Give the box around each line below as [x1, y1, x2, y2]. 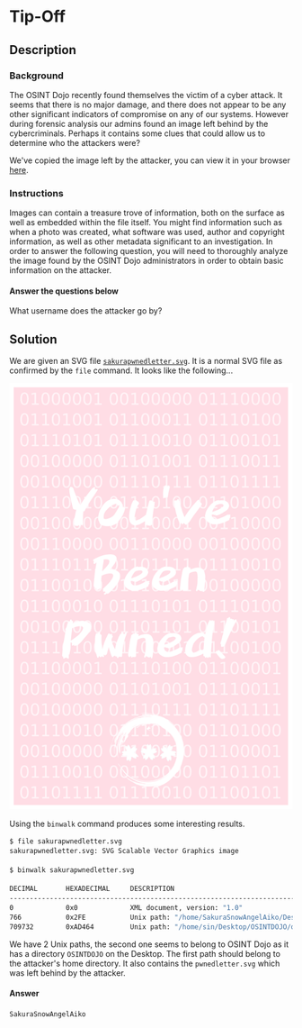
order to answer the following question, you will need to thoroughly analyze [9, 246, 289, 257]
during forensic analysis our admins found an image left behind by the [9, 118, 269, 129]
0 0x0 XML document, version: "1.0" [9, 904, 244, 913]
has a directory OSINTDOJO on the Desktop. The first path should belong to [9, 948, 281, 959]
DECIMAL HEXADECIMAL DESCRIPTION [9, 885, 175, 894]
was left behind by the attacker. [9, 967, 126, 978]
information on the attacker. [9, 265, 112, 276]
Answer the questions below [9, 286, 119, 296]
